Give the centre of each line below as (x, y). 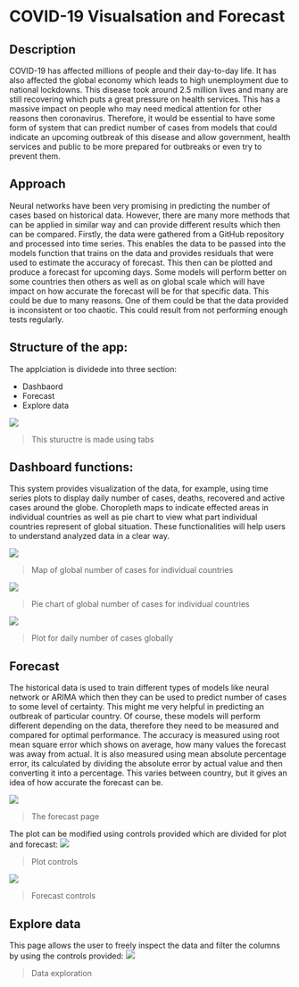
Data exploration (61, 974)
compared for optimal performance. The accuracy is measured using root (145, 735)
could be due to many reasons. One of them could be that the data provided (149, 300)
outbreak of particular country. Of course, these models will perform (135, 717)
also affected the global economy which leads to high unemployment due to (149, 80)
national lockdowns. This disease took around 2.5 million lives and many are (149, 90)
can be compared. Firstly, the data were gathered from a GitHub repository (147, 234)
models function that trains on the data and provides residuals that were (141, 253)
